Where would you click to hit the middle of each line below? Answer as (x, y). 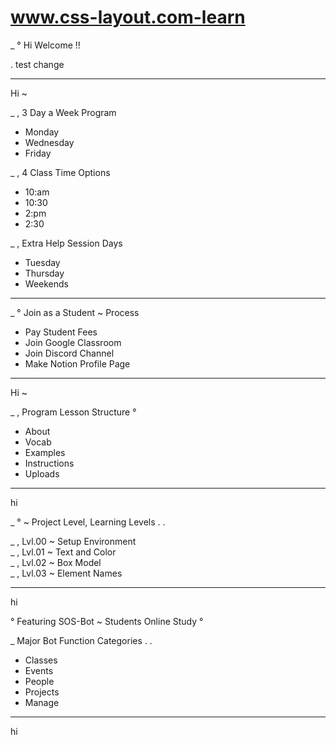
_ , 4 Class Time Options (60, 172)
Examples (45, 452)
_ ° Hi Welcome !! (45, 45)
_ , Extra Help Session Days (66, 243)
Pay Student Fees (61, 332)
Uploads (42, 473)
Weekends (46, 283)
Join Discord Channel (69, 353)
